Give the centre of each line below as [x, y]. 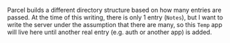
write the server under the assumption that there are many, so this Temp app [115, 25]
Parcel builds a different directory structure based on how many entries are [114, 10]
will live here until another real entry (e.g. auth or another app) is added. [110, 32]
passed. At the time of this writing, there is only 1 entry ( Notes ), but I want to [115, 17]
